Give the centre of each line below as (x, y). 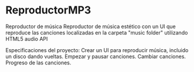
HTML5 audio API (27, 39)
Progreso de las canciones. (38, 63)
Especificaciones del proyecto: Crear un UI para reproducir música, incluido (97, 50)
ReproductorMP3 (48, 10)
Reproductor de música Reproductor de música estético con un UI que (91, 26)
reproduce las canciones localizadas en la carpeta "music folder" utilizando (97, 32)
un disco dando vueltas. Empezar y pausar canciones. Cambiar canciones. (96, 56)
